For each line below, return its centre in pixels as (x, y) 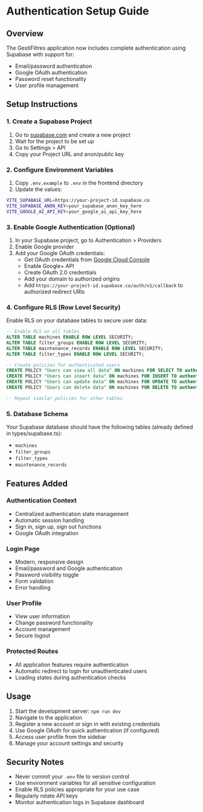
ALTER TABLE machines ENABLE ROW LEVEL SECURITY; (70, 337)
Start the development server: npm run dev (68, 711)
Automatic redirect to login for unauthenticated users (81, 671)
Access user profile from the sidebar (61, 736)
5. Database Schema (37, 414)
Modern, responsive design (49, 562)
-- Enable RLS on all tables (43, 332)
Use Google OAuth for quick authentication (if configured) (87, 730)
